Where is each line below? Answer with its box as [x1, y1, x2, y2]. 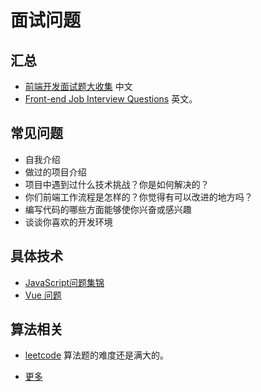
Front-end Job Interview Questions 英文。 [24, 93, 198, 105]
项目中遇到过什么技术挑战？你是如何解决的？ [24, 178, 210, 190]
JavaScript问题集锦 [24, 276, 105, 288]
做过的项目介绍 [24, 166, 87, 178]
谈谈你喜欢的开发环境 [24, 216, 113, 228]
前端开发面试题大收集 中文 [24, 81, 133, 92]
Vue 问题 [24, 289, 62, 301]
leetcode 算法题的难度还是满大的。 [24, 349, 170, 361]
